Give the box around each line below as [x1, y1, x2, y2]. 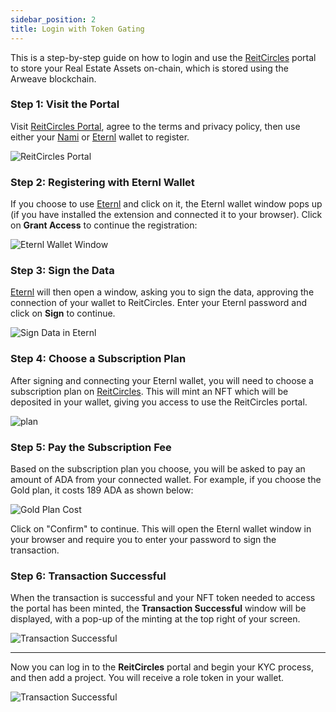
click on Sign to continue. [10, 307, 116, 320]
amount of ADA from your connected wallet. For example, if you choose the [10, 473, 322, 485]
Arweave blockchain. [10, 72, 97, 85]
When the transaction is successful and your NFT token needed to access [10, 592, 316, 604]
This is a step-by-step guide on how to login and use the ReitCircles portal [10, 51, 317, 63]
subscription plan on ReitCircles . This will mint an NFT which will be [10, 385, 289, 397]
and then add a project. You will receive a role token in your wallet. [10, 672, 285, 684]
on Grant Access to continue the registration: [10, 219, 198, 231]
